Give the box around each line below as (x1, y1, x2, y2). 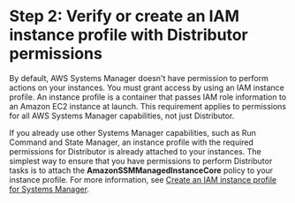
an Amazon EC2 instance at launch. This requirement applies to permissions (9, 101, 287, 111)
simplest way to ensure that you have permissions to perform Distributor (9, 155, 273, 166)
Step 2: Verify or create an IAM (9, 6, 240, 26)
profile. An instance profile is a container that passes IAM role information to (9, 91, 287, 102)
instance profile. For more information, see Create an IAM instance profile (9, 174, 276, 184)
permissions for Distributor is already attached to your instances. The (9, 146, 262, 156)
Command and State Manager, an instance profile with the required (9, 137, 254, 147)
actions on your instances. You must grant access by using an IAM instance (9, 82, 285, 93)
